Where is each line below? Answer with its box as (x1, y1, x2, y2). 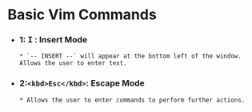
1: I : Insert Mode (18, 34, 88, 46)
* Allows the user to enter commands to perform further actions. (18, 96, 246, 104)
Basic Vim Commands (7, 6, 157, 24)
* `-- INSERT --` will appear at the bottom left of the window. (18, 52, 242, 61)
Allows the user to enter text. (18, 59, 127, 67)
